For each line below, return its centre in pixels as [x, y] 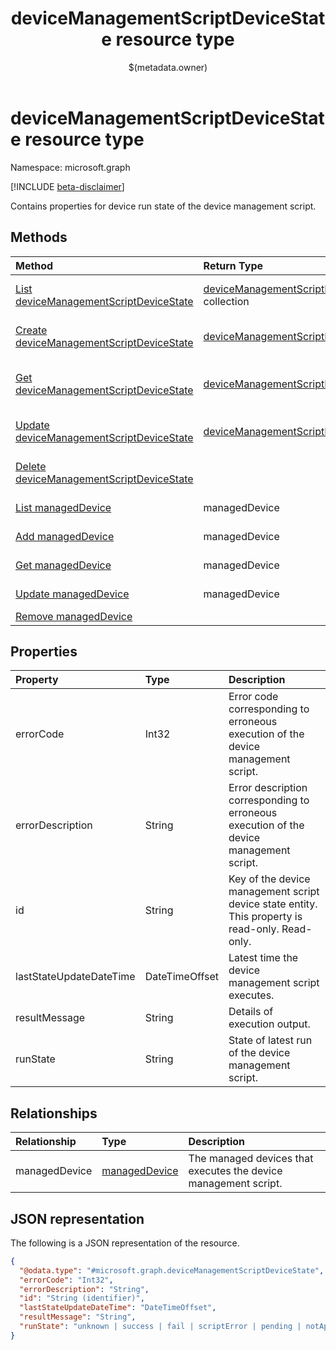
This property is [265, 917]
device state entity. [273, 904]
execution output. [269, 1024]
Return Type [233, 265]
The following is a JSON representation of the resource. [125, 1243]
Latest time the [263, 958]
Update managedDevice [72, 594]
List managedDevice [63, 507]
